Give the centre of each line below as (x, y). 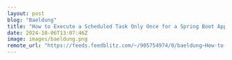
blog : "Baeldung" (32, 20)
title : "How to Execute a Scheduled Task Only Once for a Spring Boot (111, 26)
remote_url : (24, 46)
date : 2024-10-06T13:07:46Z (48, 33)
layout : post (26, 13)
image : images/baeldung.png (48, 39)
